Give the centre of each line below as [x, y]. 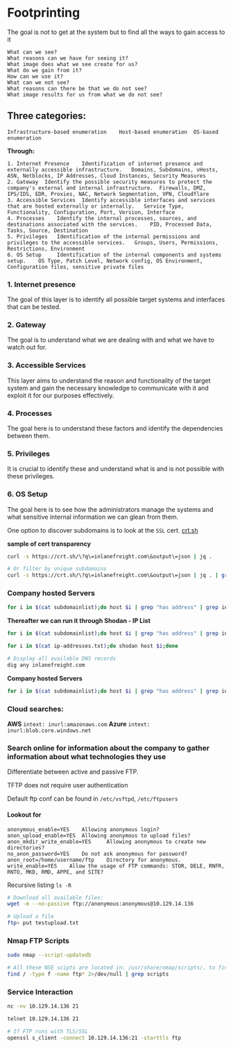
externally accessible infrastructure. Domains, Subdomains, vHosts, [113, 169]
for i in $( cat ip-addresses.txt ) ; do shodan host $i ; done [93, 646]
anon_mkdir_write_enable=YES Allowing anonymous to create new [107, 842]
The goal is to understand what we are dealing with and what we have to [111, 340]
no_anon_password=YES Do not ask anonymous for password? [97, 854]
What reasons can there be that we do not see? [77, 88]
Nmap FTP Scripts [38, 940]
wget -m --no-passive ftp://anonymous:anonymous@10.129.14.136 [101, 904]
